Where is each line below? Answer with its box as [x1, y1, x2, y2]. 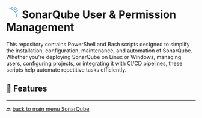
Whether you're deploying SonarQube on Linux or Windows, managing [6, 53, 182, 60]
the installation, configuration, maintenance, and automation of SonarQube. [6, 47, 192, 54]
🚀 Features [6, 84, 47, 94]
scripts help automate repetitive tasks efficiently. [6, 66, 127, 73]
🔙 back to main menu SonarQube [6, 105, 90, 113]
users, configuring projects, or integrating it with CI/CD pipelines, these [6, 60, 183, 67]
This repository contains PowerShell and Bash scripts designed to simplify [6, 40, 191, 48]
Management [6, 20, 75, 34]
